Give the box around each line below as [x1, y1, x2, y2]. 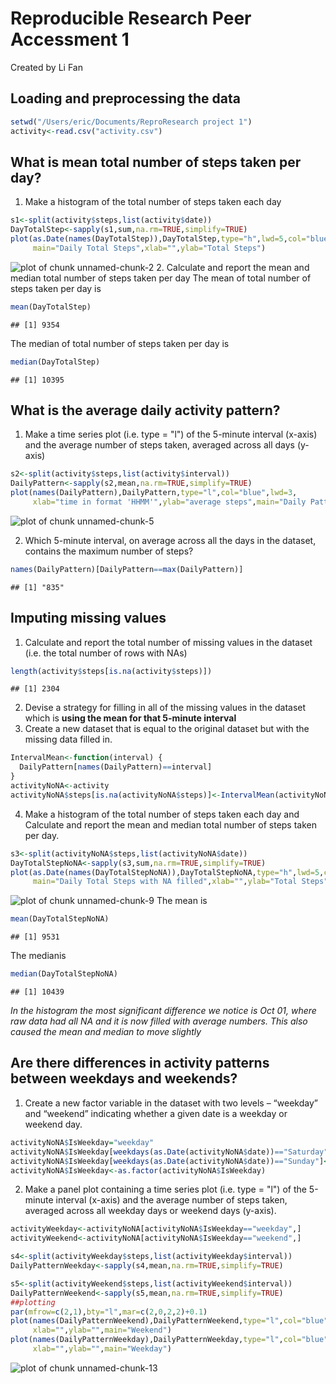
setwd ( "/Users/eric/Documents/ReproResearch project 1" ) [10, 117, 253, 127]
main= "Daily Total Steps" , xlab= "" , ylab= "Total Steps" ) [32, 243, 267, 253]
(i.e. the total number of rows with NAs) [24, 647, 188, 659]
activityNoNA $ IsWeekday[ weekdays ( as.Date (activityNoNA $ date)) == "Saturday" [10, 1147, 329, 1157]
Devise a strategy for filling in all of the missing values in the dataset [24, 702, 307, 714]
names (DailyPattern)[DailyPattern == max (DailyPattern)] [10, 564, 244, 574]
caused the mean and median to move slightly [10, 1026, 202, 1038]
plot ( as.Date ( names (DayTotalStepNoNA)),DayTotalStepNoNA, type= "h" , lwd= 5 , [10, 867, 325, 877]
